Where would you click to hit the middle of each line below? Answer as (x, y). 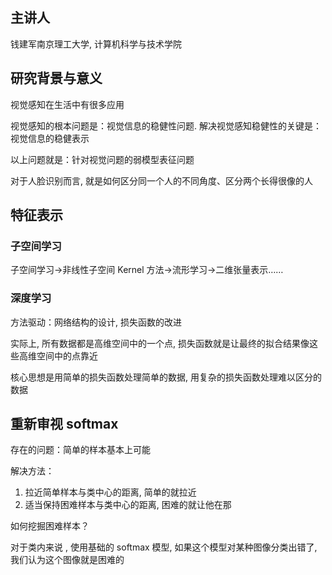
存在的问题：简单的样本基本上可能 (80, 450)
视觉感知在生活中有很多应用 (67, 104)
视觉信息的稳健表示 (50, 138)
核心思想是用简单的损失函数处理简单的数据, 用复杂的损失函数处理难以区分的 (166, 377)
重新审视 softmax (64, 424)
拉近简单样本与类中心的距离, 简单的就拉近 (110, 492)
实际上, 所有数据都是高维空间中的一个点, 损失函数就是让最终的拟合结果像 (160, 343)
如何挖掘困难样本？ (50, 526)
